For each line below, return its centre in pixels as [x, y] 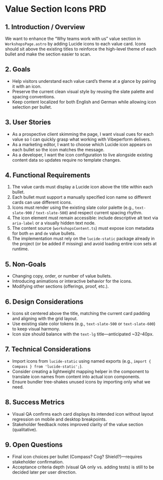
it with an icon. [27, 86]
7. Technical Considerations [48, 349]
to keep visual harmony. [36, 329]
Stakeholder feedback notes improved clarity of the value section [78, 424]
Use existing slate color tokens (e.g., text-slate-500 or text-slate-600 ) [84, 324]
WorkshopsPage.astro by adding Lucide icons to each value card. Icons [75, 44]
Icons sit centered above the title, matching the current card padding [81, 314]
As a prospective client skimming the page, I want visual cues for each [83, 134]
